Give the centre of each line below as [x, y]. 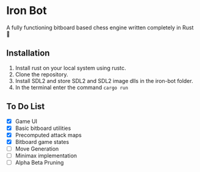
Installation [28, 53]
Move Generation [37, 149]
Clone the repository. [41, 74]
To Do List [26, 106]
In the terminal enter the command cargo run [72, 87]
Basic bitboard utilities [43, 128]
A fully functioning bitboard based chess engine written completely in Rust [100, 27]
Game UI [26, 121]
